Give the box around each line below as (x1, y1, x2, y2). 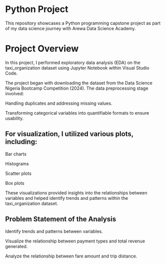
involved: (5, 90, 24, 96)
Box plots (5, 180, 25, 186)
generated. (5, 243, 28, 249)
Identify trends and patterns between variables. (5, 228, 103, 234)
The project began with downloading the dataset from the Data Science (5, 80, 152, 86)
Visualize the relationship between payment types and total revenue (5, 238, 145, 244)
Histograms (5, 160, 29, 166)
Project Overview (5, 43, 79, 55)
